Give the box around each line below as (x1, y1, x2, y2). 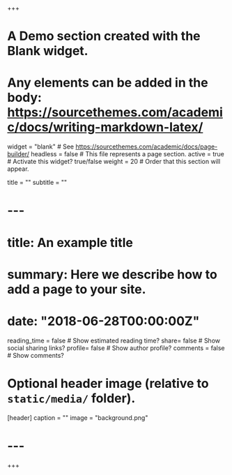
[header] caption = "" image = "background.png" (7, 413, 148, 422)
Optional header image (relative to (7, 375, 209, 391)
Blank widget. (7, 43, 88, 59)
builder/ (7, 150, 30, 158)
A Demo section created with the (7, 29, 201, 44)
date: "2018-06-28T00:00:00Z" (7, 313, 200, 329)
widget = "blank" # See (7, 142, 75, 151)
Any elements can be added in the (7, 75, 208, 91)
